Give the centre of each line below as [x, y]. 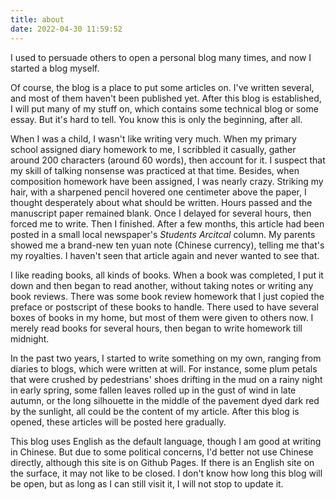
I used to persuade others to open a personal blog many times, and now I [161, 57]
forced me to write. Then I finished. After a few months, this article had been [167, 223]
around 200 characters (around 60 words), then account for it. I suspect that [168, 160]
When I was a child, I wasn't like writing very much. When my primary [153, 138]
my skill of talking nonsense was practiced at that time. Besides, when [155, 170]
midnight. [30, 338]
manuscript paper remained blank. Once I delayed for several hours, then [161, 213]
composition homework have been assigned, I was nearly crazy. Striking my [167, 181]
